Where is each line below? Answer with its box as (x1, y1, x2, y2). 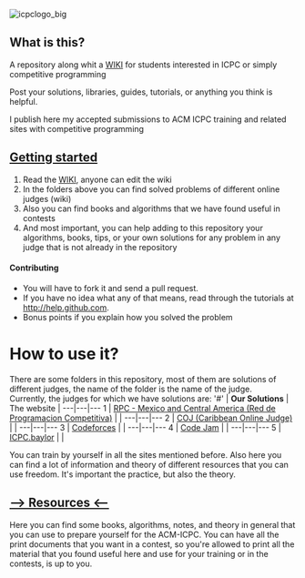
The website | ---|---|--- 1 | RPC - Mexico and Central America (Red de (9, 402, 276, 413)
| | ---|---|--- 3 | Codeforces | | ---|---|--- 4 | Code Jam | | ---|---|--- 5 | (9, 421, 282, 432)
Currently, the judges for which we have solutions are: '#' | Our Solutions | (9, 392, 290, 404)
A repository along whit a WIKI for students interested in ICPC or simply (9, 59, 278, 70)
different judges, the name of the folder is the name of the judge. (9, 383, 252, 394)
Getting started (9, 150, 98, 166)
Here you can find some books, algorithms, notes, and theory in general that (9, 519, 296, 530)
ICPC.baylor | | (9, 431, 65, 442)
